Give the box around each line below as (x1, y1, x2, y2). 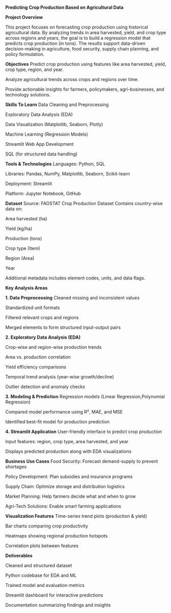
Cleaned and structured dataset (5, 563, 72, 568)
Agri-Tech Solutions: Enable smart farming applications (5, 503, 121, 509)
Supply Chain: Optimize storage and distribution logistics (5, 483, 125, 489)
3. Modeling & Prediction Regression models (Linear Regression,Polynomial (5, 394, 165, 399)
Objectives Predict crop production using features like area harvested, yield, (5, 61, 166, 67)
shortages (5, 464, 27, 470)
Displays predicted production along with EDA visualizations (5, 448, 132, 454)
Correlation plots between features (5, 543, 79, 549)
